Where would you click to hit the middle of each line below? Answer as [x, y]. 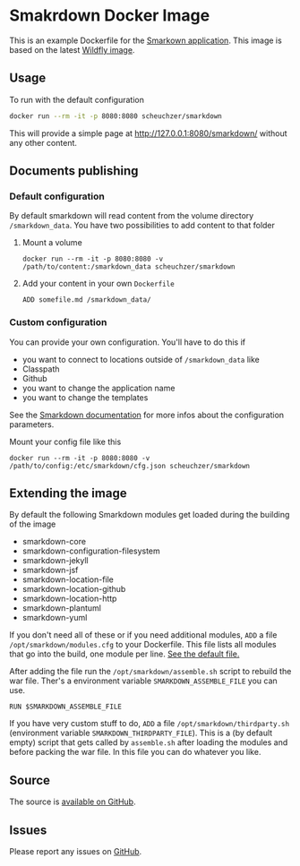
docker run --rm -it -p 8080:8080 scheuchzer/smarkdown [116, 116]
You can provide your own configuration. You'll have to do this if [128, 342]
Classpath [41, 369]
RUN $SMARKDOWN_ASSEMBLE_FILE [66, 707]
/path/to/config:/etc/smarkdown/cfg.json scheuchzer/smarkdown [130, 466]
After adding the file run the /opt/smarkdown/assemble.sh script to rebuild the [150, 672]
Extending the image [68, 493]
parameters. [32, 424]
